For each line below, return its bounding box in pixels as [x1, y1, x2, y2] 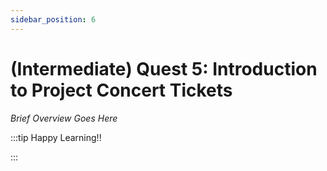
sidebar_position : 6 [10, 14, 97, 25]
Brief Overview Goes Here [10, 112, 118, 124]
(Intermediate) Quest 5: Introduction [10, 57, 318, 80]
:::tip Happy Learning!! [10, 131, 102, 143]
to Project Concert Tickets [10, 79, 233, 101]
